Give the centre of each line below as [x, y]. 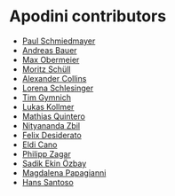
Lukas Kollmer [48, 106]
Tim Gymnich [46, 97]
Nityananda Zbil [51, 125]
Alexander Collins [54, 78]
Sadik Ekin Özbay [54, 163]
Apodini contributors [88, 16]
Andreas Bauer [49, 50]
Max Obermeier [51, 59]
